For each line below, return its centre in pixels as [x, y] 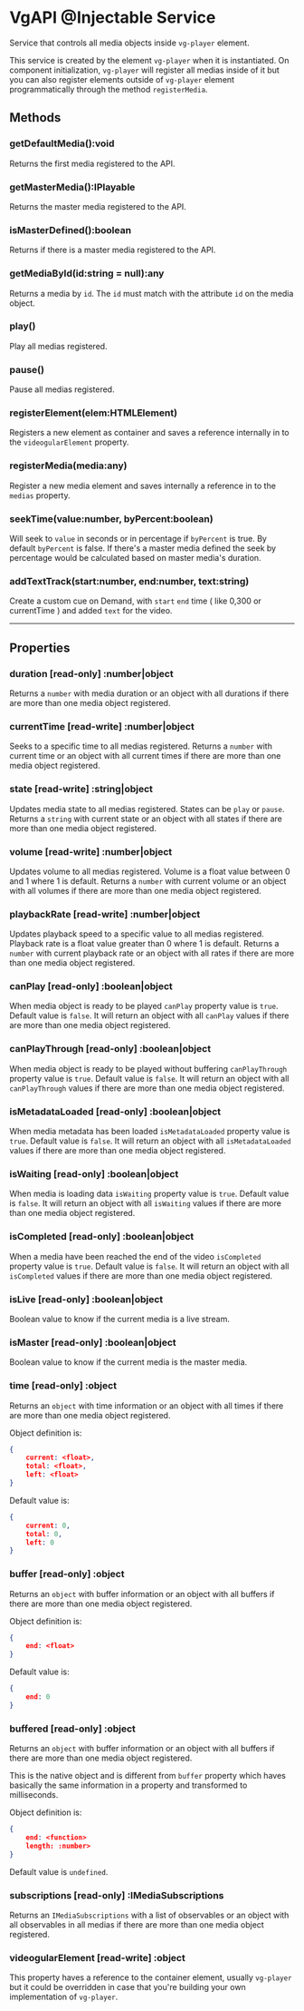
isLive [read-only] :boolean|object [86, 1299]
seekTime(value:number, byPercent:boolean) [112, 518]
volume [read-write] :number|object [91, 851]
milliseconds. [34, 1795]
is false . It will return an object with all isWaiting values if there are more [146, 1203]
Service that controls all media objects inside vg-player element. [130, 43]
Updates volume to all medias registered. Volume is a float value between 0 [150, 871]
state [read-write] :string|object [81, 790]
